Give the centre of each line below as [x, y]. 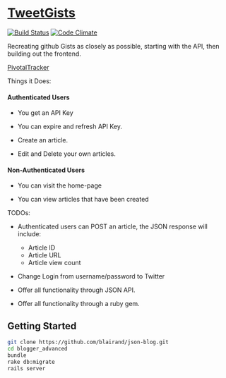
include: [29, 234]
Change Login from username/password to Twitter [91, 276]
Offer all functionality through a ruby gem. [78, 304]
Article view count [54, 263]
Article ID [42, 248]
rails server [26, 368]
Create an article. [43, 140]
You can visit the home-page [60, 185]
